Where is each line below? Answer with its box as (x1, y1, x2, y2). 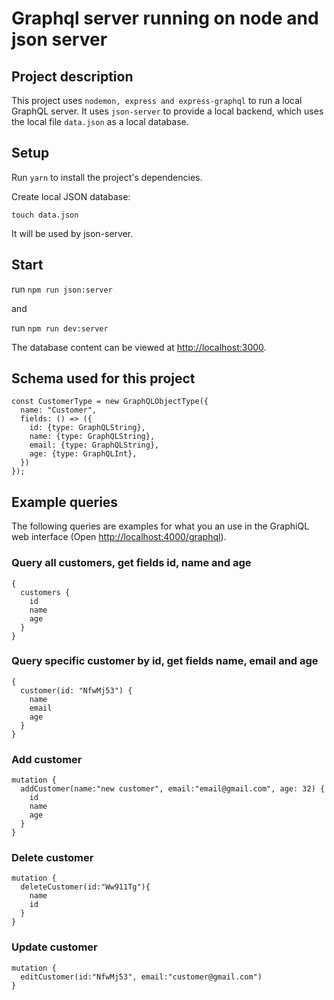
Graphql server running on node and (11, 7, 319, 30)
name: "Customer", (20, 405, 98, 416)
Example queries (11, 493, 119, 511)
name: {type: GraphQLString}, (29, 432, 156, 442)
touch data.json (11, 210, 79, 220)
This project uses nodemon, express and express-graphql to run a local (11, 95, 303, 106)
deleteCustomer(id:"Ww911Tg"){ (20, 882, 151, 892)
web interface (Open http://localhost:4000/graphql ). (11, 531, 227, 543)
